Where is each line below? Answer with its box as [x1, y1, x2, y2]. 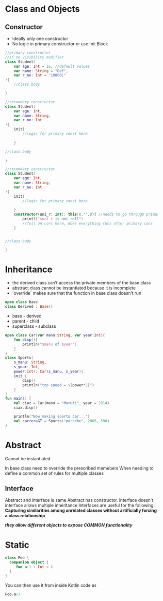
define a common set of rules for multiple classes [5, 470, 104, 476]
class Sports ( [5, 356, 34, 360]
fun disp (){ [14, 337, 38, 342]
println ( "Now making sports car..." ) [14, 414, 90, 419]
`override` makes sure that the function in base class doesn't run [12, 290, 142, 296]
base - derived [12, 313, 42, 319]
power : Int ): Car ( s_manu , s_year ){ [14, 369, 83, 374]
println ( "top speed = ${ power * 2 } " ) [22, 382, 95, 388]
